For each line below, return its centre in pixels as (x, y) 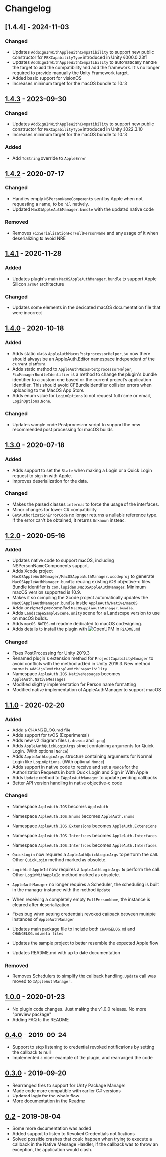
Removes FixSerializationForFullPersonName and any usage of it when (85, 233)
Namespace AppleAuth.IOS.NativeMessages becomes (66, 674)
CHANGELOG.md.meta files (38, 934)
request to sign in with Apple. (42, 475)
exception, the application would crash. (52, 1150)
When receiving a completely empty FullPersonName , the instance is (81, 899)
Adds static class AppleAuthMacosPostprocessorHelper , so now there (81, 353)
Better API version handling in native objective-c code (67, 783)
